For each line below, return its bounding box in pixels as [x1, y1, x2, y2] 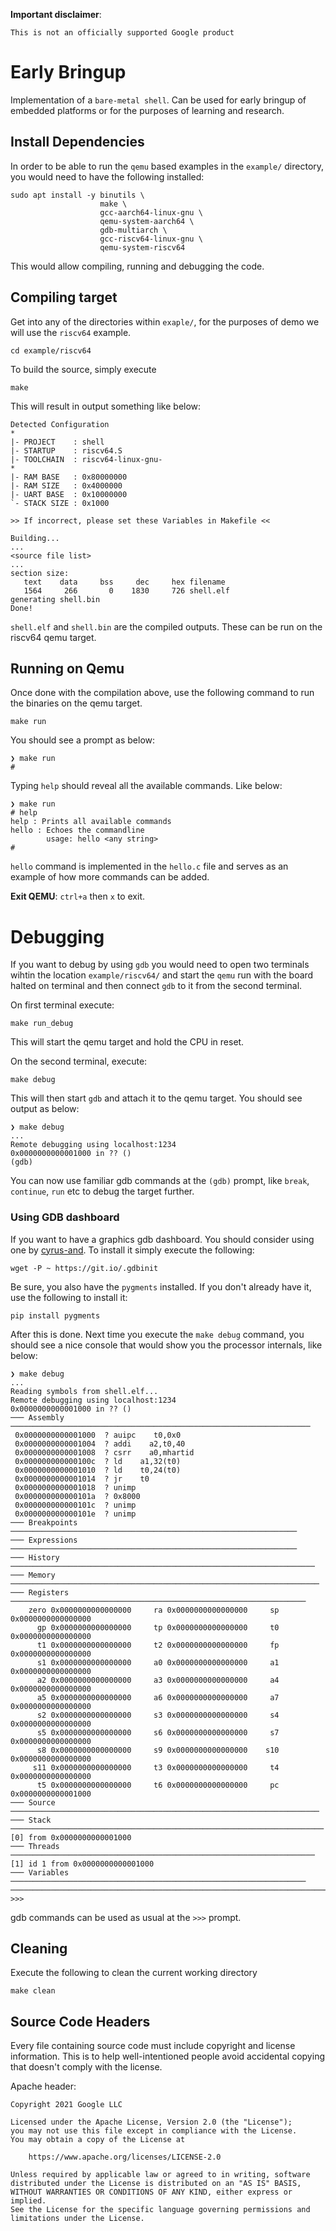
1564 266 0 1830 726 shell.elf [23, 585, 230, 596]
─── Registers [10, 1587, 70, 1598]
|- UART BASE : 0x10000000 [10, 489, 128, 499]
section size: [10, 568, 70, 578]
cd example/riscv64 [10, 345, 92, 356]
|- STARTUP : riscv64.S [10, 445, 123, 456]
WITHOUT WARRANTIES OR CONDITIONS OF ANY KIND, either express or [10, 2187, 293, 2198]
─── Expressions [10, 1535, 78, 1545]
